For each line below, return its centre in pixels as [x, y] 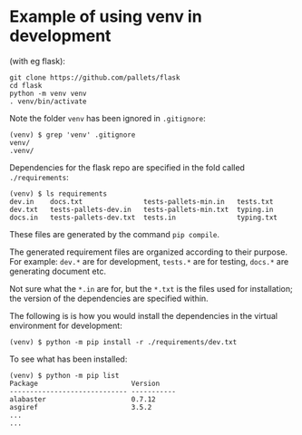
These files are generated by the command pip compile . [115, 234]
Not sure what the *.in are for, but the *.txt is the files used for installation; [151, 288]
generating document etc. [58, 271]
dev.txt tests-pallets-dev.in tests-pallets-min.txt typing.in [141, 209]
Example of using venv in [106, 17]
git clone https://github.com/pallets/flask [95, 77]
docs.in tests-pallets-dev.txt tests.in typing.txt [144, 217]
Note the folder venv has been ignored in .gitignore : [107, 118]
